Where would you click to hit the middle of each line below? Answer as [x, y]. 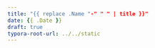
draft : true [25, 27]
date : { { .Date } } [35, 20]
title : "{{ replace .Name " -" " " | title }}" [78, 14]
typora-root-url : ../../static [54, 34]
